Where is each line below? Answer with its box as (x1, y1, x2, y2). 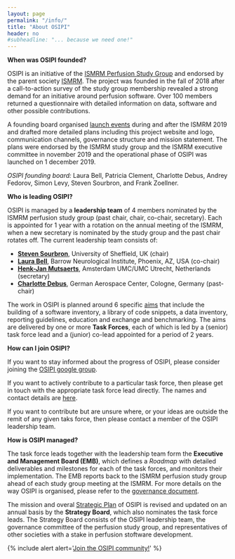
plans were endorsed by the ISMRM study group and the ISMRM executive (7, 143, 223, 151)
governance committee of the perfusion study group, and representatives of (7, 523, 228, 532)
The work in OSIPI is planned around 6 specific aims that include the (7, 300, 205, 309)
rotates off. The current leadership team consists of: (7, 236, 158, 245)
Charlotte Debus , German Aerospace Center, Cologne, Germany (17, 279, 205, 288)
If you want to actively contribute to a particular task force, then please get (7, 379, 223, 387)
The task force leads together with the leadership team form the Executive (7, 449, 223, 458)
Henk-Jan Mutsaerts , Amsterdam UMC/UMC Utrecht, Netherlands (17, 264, 211, 273)
